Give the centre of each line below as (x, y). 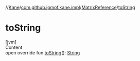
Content (14, 47)
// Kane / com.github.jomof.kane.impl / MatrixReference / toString (70, 7)
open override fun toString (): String (43, 52)
